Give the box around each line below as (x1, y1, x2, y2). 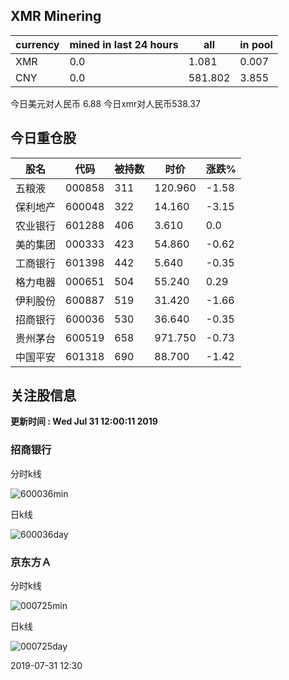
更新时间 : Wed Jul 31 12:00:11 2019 (10, 415, 158, 428)
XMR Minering (10, 8, 102, 25)
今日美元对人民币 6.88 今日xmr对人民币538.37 (10, 97, 201, 109)
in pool (239, 37, 273, 51)
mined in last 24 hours (69, 37, 179, 51)
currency (15, 37, 60, 51)
